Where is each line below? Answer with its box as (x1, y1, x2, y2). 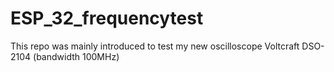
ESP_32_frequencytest (10, 7, 204, 30)
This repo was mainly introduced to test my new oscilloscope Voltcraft (10, 40, 300, 52)
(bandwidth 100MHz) (33, 50, 120, 62)
